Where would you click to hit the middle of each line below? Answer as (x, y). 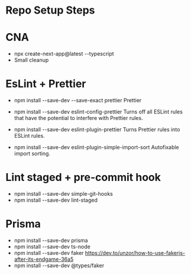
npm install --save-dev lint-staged (56, 200)
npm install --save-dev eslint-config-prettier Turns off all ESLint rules (98, 112)
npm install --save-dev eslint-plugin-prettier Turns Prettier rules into (97, 130)
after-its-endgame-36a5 (44, 259)
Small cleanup (31, 60)
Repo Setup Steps (50, 10)
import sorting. (32, 154)
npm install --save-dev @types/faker (59, 265)
